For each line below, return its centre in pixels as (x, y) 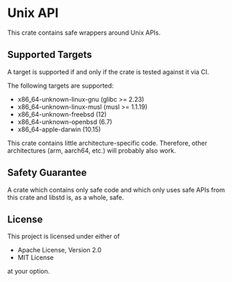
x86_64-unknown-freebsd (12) (62, 114)
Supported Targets (50, 55)
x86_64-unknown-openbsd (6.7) (65, 122)
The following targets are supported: (61, 86)
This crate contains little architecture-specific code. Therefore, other (107, 143)
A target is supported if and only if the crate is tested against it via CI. (108, 71)
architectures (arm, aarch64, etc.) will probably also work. (92, 151)
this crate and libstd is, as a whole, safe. (66, 197)
